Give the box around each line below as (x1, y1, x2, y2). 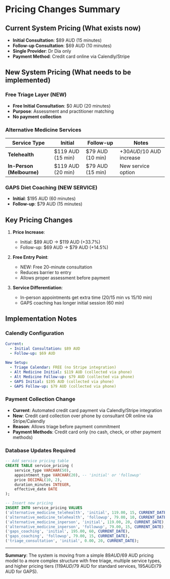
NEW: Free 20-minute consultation (20, 264, 93, 270)
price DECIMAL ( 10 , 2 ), (14, 477, 62, 483)
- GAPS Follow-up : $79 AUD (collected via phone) (10, 384, 116, 389)
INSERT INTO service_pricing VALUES (5, 505, 82, 510)
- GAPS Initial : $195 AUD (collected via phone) (10, 379, 114, 384)
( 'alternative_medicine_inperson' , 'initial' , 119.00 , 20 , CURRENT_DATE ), (5, 519, 166, 525)
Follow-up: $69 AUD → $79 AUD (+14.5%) (20, 245, 109, 251)
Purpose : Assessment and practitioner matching (12, 108, 114, 114)
